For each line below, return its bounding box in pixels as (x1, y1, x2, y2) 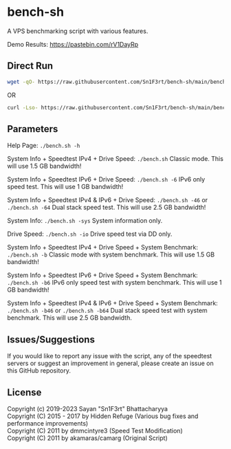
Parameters (7, 123, 58, 135)
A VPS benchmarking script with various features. (7, 27, 148, 35)
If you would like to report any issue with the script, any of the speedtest (7, 352, 212, 360)
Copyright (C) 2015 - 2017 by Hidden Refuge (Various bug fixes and (7, 412, 199, 420)
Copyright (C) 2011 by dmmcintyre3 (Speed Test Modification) (7, 426, 184, 435)
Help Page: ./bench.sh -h (7, 142, 80, 150)
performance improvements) (7, 419, 89, 427)
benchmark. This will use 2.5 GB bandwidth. (7, 314, 133, 322)
